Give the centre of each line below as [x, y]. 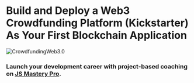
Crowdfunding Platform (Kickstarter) [97, 23]
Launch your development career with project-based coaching [97, 66]
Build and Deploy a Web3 [68, 11]
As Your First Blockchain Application [96, 35]
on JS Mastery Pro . [34, 74]
